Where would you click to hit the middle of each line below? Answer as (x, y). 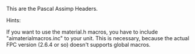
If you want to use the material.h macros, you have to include (82, 32)
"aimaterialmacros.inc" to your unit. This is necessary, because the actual (98, 38)
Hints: (14, 20)
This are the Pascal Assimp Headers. (52, 9)
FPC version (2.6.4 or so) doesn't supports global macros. (78, 45)
